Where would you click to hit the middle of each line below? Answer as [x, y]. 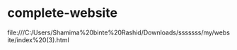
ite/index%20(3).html [38, 39]
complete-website [63, 13]
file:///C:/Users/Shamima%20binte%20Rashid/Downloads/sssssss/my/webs [118, 32]
